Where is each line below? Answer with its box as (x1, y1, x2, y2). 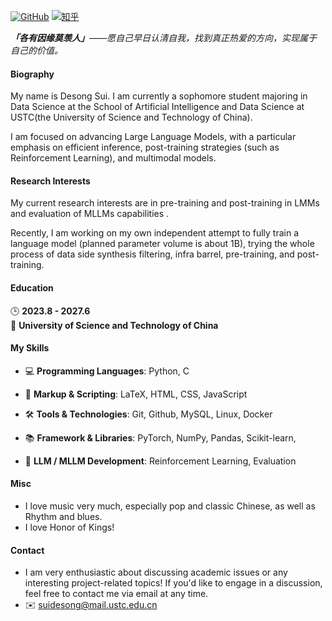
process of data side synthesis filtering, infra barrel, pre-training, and (10, 248, 295, 260)
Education (10, 282, 54, 294)
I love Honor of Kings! (24, 521, 115, 534)
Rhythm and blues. (24, 511, 103, 523)
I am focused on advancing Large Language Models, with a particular (10, 131, 297, 143)
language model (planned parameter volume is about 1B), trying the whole (10, 238, 315, 250)
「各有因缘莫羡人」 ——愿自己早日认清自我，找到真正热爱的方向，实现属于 (10, 32, 318, 44)
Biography (10, 68, 55, 80)
